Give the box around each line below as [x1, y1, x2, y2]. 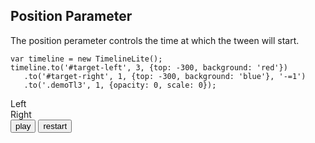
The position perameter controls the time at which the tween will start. [10, 34, 300, 46]
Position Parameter [10, 8, 133, 25]
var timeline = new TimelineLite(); [10, 54, 163, 64]
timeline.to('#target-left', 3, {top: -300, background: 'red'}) [10, 62, 288, 73]
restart [43, 120, 68, 131]
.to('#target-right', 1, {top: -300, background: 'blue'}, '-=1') [23, 71, 307, 81]
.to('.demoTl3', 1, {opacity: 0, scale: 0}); [23, 80, 217, 90]
